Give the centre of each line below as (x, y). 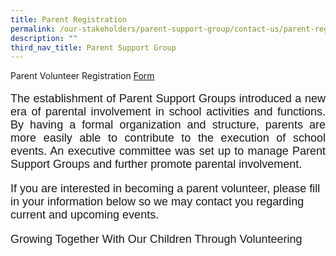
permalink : (33, 29)
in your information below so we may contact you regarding (157, 202)
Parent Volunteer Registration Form (82, 76)
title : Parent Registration (69, 19)
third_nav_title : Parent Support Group (93, 47)
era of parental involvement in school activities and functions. (168, 112)
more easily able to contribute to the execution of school (168, 138)
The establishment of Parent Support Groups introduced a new (168, 99)
